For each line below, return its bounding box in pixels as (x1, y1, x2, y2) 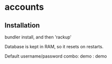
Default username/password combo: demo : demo (4, 53, 107, 59)
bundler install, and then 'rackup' (4, 34, 72, 40)
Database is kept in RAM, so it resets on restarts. (4, 44, 104, 49)
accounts (4, 1, 44, 13)
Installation (4, 21, 40, 30)
